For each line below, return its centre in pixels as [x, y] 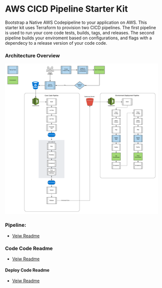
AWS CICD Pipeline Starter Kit [66, 9]
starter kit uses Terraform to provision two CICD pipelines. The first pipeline [81, 27]
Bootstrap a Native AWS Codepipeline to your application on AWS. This [76, 22]
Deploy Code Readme [27, 270]
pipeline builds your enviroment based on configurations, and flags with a [78, 38]
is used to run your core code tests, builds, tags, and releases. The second [80, 33]
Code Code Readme [29, 248]
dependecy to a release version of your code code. [56, 43]
